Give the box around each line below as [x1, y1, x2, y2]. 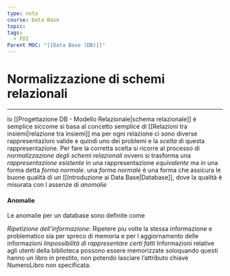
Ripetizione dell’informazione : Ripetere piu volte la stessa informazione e [7, 225, 212, 233]
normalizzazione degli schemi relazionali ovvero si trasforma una [7, 151, 192, 160]
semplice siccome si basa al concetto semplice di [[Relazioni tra [7, 122, 188, 130]
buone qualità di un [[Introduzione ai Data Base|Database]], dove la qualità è [7, 173, 222, 181]
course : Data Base [7, 16, 60, 23]
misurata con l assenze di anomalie [7, 180, 107, 188]
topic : [7, 23, 26, 29]
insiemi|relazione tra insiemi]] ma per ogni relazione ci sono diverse [7, 129, 198, 138]
